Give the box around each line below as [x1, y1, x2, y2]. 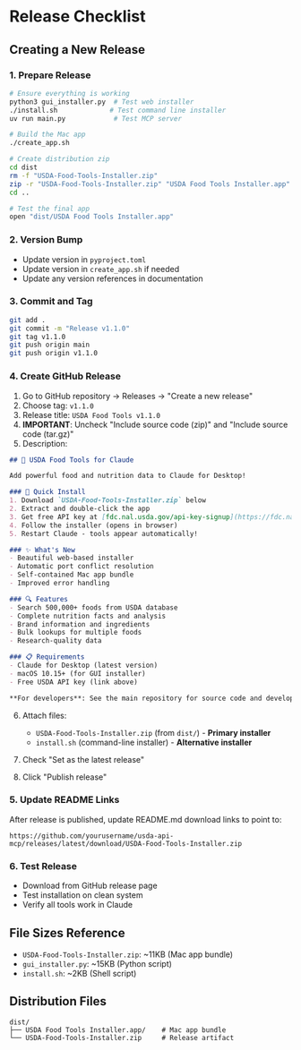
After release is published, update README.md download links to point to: [9, 814, 282, 824]
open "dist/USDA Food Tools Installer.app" [9, 212, 175, 221]
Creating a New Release [9, 42, 146, 57]
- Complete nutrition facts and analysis [9, 611, 167, 620]
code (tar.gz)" [21, 428, 74, 440]
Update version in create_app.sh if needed [21, 263, 180, 274]
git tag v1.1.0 [9, 332, 66, 341]
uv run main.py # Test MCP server [9, 114, 182, 123]
